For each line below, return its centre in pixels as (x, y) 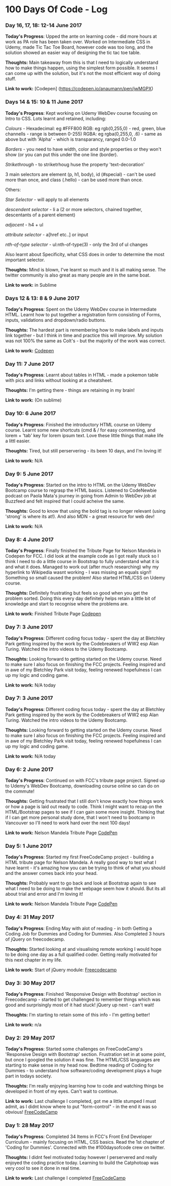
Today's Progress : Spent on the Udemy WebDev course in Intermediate (81, 309)
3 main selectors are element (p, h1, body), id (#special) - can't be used (80, 174)
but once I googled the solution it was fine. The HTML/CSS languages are (83, 1060)
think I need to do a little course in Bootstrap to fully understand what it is (82, 562)
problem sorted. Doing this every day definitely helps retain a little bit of (81, 598)
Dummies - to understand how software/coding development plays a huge (83, 1071)
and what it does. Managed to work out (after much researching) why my (82, 567)
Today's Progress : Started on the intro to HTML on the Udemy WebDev (81, 485)
